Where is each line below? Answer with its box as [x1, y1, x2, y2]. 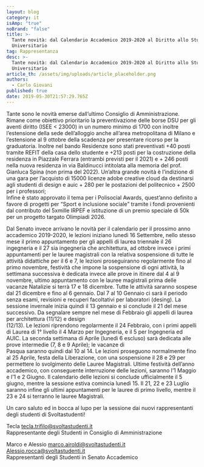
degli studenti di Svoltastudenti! [6, 411, 86, 418]
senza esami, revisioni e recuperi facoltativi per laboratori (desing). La [6, 295, 181, 303]
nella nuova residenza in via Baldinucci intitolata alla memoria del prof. [6, 161, 182, 169]
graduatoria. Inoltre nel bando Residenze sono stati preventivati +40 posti [6, 142, 191, 149]
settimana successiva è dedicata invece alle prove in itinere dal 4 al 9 [6, 270, 180, 277]
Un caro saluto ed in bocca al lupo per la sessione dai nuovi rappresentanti [6, 404, 193, 411]
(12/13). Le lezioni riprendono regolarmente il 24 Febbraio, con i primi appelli [6, 321, 197, 329]
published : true [6, 88, 47, 94]
